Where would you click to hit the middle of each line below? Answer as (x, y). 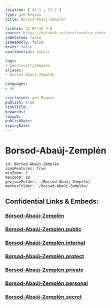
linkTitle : (16, 107)
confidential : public (28, 52)
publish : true (20, 102)
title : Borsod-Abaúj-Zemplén (35, 19)
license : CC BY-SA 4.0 (29, 28)
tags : (11, 61)
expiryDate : (17, 126)
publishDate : (19, 121)
